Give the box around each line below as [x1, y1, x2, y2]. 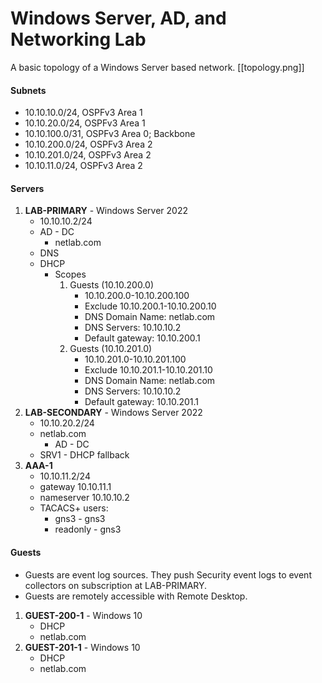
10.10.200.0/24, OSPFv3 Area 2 [24, 138, 153, 151]
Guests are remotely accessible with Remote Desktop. [24, 590, 248, 602]
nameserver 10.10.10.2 [39, 492, 130, 504]
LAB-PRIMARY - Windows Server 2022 [24, 205, 189, 217]
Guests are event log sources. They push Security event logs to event [24, 568, 312, 581]
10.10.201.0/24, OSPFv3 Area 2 [24, 149, 152, 161]
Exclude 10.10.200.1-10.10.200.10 [84, 300, 217, 312]
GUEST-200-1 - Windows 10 [24, 609, 143, 621]
